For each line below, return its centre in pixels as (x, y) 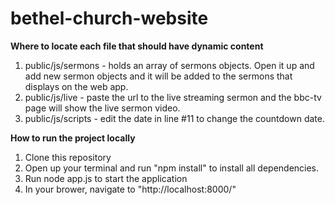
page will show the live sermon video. (102, 108)
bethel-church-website (109, 18)
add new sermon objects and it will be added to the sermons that (158, 76)
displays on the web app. (76, 86)
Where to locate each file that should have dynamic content (137, 46)
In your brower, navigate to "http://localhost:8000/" (130, 189)
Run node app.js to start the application (106, 178)
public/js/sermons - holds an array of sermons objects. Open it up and (169, 65)
